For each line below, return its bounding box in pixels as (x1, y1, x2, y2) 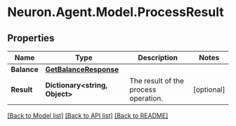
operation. (129, 94, 164, 103)
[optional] (192, 85, 225, 94)
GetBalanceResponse (45, 64, 119, 74)
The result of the (129, 76, 185, 85)
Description (138, 53, 178, 62)
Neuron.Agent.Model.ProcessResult (7, 4, 224, 20)
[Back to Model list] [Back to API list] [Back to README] (7, 111, 169, 120)
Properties (7, 32, 55, 44)
